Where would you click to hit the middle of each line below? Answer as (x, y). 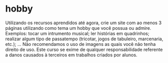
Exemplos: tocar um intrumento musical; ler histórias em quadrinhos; (77, 33)
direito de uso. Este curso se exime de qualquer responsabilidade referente (84, 49)
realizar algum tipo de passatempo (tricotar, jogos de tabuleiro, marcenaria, (85, 39)
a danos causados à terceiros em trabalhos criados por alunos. (71, 55)
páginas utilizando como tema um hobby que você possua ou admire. (78, 28)
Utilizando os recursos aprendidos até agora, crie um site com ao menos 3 (83, 23)
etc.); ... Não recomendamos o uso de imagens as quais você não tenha (81, 44)
